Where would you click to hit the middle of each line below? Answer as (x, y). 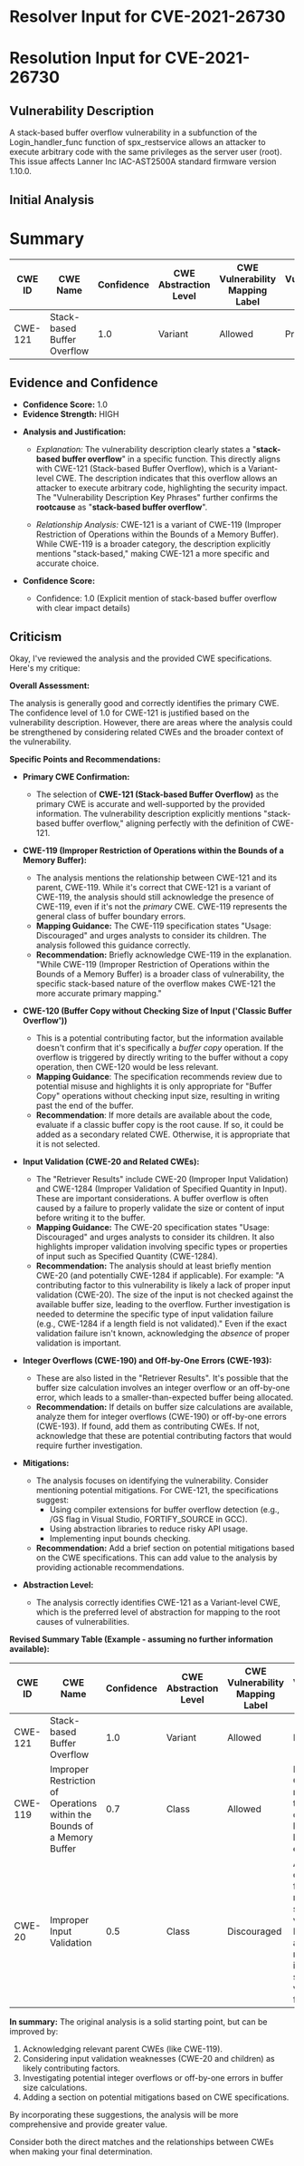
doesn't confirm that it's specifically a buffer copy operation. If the (160, 1048)
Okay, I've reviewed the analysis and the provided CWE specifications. (141, 658)
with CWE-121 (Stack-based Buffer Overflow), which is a (141, 469)
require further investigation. (89, 1446)
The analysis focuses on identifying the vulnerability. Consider (152, 1481)
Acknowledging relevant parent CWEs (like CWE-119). (123, 2049)
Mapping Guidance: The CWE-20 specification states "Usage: (152, 1228)
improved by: (34, 2032)
